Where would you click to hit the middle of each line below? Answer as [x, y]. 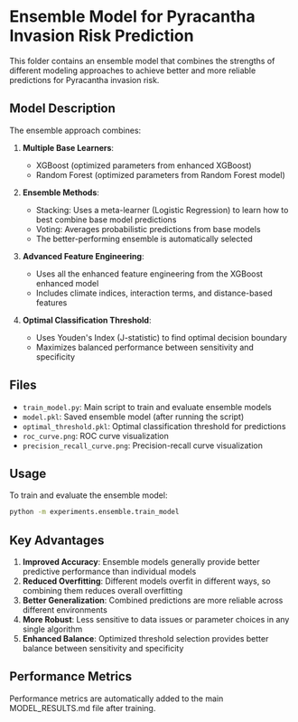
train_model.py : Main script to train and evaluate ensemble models [147, 407]
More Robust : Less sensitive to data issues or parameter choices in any [156, 620]
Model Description [62, 109]
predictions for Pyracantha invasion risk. [84, 80]
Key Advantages [57, 540]
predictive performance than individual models [109, 572]
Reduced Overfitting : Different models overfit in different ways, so [146, 581]
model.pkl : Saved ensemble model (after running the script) [133, 417]
